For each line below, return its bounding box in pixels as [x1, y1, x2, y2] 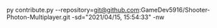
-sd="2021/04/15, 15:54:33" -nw [71, 13, 165, 21]
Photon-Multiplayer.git [6, 13, 71, 21]
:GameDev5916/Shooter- [138, 6, 210, 14]
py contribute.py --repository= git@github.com [6, 6, 140, 14]
